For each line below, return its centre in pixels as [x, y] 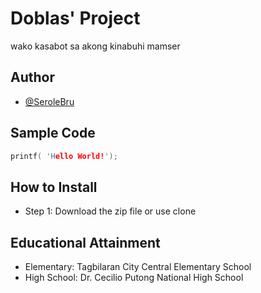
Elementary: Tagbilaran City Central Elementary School [138, 267]
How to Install [54, 187]
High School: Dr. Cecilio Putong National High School [134, 278]
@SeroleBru [49, 101]
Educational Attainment [85, 242]
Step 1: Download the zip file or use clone [110, 211]
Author [32, 77]
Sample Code [53, 133]
